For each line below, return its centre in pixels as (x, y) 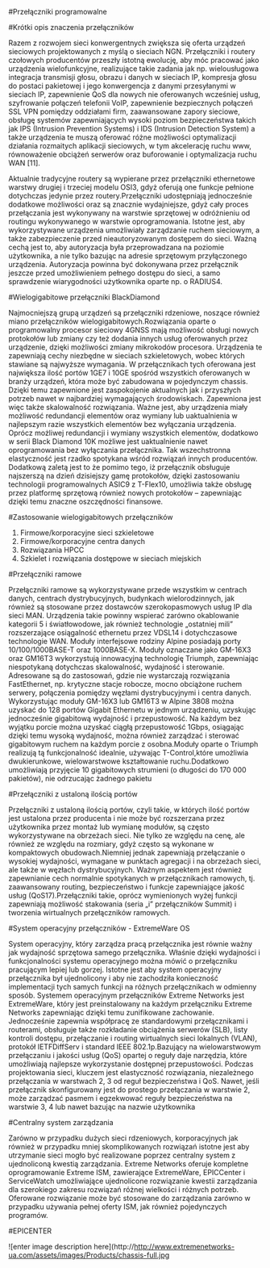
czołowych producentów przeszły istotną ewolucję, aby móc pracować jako (134, 60)
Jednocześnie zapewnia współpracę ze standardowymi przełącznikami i (128, 1021)
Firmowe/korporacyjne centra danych (82, 541)
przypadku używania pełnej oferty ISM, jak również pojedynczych (118, 1207)
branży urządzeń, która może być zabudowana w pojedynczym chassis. (128, 381)
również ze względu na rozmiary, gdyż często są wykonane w (111, 844)
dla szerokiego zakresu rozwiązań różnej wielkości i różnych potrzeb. (124, 1189)
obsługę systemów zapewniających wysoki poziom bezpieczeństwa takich (132, 120)
